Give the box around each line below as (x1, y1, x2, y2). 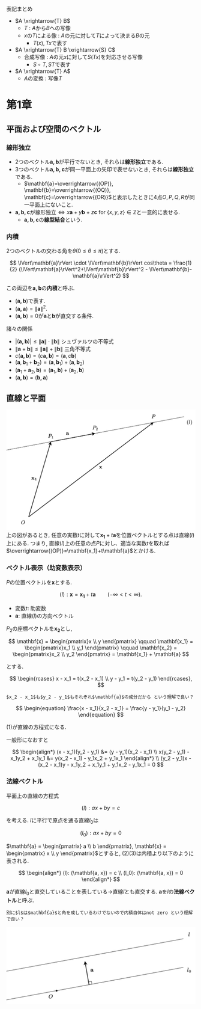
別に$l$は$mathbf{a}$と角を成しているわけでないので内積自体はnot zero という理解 (6, 910, 193, 916)
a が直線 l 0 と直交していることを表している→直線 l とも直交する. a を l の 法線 (6, 888, 185, 897)
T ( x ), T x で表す (32, 40, 68, 46)
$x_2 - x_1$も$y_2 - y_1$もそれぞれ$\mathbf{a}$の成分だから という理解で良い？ (6, 694, 194, 701)
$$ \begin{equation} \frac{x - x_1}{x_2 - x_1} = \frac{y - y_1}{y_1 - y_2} (16, 705, 186, 712)
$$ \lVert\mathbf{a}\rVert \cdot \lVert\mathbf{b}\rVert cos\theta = (10, 259, 172, 266)
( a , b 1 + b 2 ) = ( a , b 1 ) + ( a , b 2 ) (14, 358, 85, 367)
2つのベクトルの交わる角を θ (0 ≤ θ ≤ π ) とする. (6, 247, 121, 254)
